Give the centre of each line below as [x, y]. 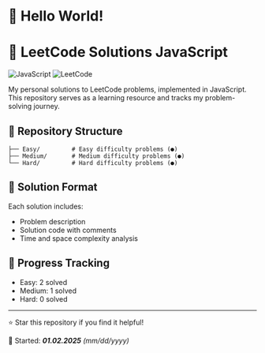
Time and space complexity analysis [78, 238]
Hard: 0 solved [43, 299]
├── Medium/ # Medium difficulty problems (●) [97, 156]
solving [20, 107]
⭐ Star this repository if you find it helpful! [76, 322]
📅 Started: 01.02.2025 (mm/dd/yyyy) [69, 340]
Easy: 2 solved [43, 282]
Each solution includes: [46, 206]
